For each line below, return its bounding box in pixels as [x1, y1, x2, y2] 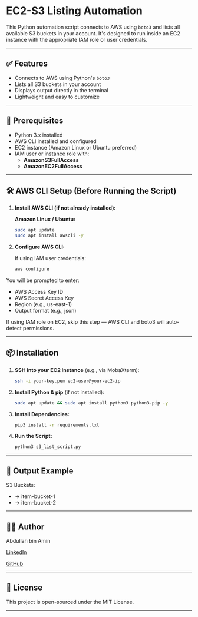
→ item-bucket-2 [14, 499, 56, 506]
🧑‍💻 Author [6, 522, 45, 532]
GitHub [6, 560, 24, 567]
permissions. [22, 325, 54, 331]
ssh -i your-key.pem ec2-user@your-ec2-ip [14, 378, 121, 384]
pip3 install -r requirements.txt [14, 422, 100, 428]
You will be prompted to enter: [6, 277, 80, 284]
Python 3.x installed [14, 131, 63, 138]
